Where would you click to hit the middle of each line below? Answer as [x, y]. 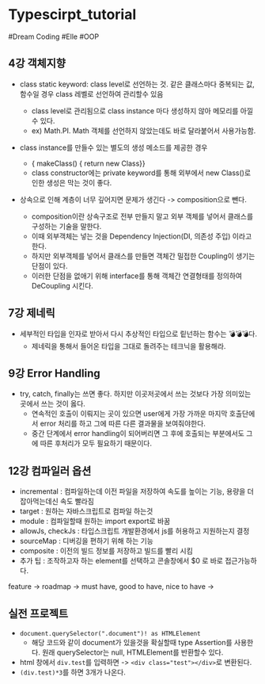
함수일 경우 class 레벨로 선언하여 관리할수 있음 [91, 94]
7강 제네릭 [32, 313]
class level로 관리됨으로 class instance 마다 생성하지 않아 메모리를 [135, 111]
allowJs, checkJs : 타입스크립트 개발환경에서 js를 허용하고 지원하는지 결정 [134, 531]
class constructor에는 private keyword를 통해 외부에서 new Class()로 [141, 173]
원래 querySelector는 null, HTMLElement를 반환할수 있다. [133, 652]
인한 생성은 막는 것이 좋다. [72, 182]
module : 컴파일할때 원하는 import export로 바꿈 [95, 522]
